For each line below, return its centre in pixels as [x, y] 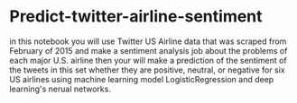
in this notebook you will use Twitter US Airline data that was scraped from [148, 41]
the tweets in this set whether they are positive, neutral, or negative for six [148, 70]
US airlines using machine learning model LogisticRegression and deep [142, 79]
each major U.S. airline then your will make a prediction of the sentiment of [148, 60]
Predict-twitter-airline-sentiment [136, 17]
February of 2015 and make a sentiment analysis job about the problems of [148, 50]
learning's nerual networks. [60, 89]
